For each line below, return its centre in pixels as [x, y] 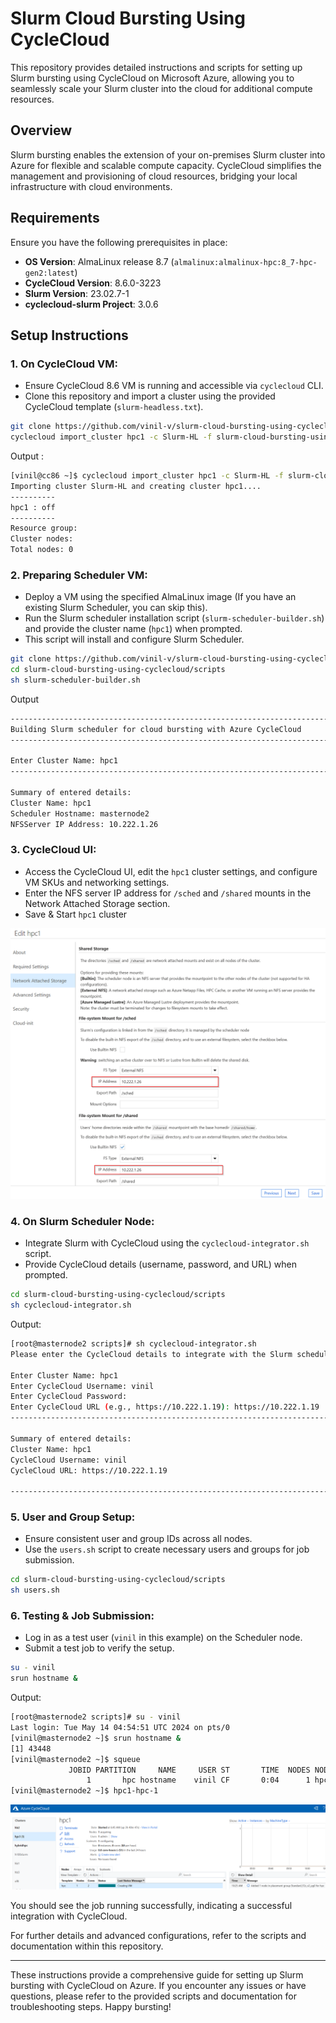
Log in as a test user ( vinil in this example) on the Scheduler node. [163, 1638]
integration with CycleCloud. [69, 1916]
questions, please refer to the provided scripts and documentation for [153, 1996]
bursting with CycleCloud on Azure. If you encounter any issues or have [158, 1986]
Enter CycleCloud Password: [69, 1397]
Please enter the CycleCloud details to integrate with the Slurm [151, 1354]
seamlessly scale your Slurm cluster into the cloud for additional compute [161, 88]
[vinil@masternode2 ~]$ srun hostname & [96, 1738]
